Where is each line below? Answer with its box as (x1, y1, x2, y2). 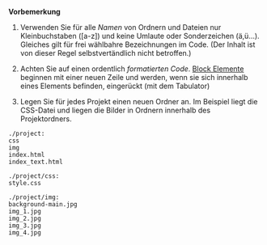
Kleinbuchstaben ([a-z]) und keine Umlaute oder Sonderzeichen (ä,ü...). (19, 32, 261, 40)
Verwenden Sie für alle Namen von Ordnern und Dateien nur (19, 23, 222, 32)
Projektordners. (19, 114, 72, 124)
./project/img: (8, 193, 60, 201)
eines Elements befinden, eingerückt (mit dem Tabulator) (19, 81, 210, 91)
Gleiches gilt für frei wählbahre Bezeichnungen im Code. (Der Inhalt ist (19, 40, 256, 49)
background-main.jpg (8, 201, 78, 209)
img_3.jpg (8, 222, 42, 230)
